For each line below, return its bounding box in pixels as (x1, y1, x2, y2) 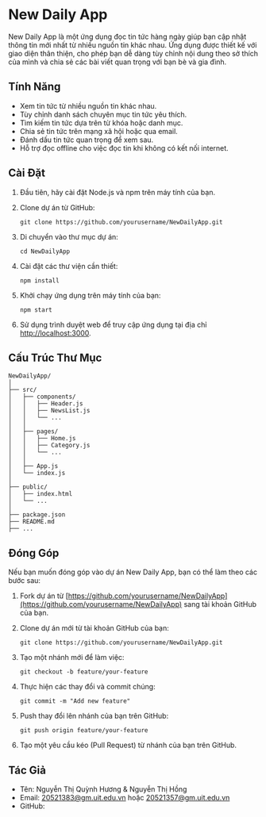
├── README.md (8, 518, 56, 526)
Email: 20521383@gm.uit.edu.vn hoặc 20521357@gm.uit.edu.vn (19, 793, 230, 802)
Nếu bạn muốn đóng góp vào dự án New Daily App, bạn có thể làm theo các (8, 567, 258, 577)
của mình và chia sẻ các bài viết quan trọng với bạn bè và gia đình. (8, 57, 227, 67)
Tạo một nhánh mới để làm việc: (19, 653, 125, 662)
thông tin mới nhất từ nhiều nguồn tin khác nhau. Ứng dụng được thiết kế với (8, 40, 257, 49)
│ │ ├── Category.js (8, 442, 91, 450)
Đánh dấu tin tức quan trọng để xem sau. (19, 135, 154, 144)
